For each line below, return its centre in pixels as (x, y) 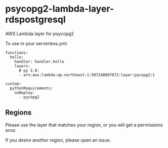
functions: (17, 53)
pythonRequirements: (31, 88)
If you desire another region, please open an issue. (58, 140)
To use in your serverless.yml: (37, 43)
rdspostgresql (35, 20)
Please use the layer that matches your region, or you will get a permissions (84, 125)
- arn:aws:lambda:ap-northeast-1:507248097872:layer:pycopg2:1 (87, 75)
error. (11, 130)
